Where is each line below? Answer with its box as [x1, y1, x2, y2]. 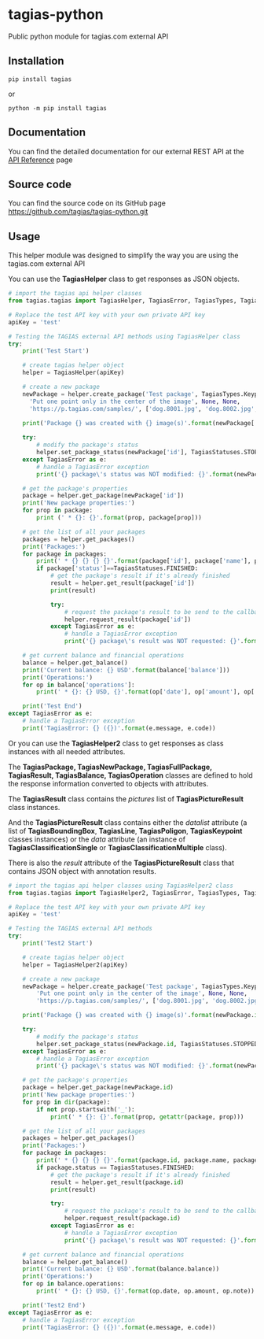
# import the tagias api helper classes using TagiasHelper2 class [8, 882, 234, 890]
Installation [8, 54, 64, 68]
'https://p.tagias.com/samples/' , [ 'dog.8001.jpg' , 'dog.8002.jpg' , [28, 405, 258, 412]
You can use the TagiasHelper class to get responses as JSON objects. [8, 274, 240, 284]
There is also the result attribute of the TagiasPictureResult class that [8, 858, 234, 867]
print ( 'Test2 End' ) [22, 1301, 86, 1309]
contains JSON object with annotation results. [8, 866, 157, 875]
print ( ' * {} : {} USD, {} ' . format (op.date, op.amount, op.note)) [36, 1287, 255, 1296]
